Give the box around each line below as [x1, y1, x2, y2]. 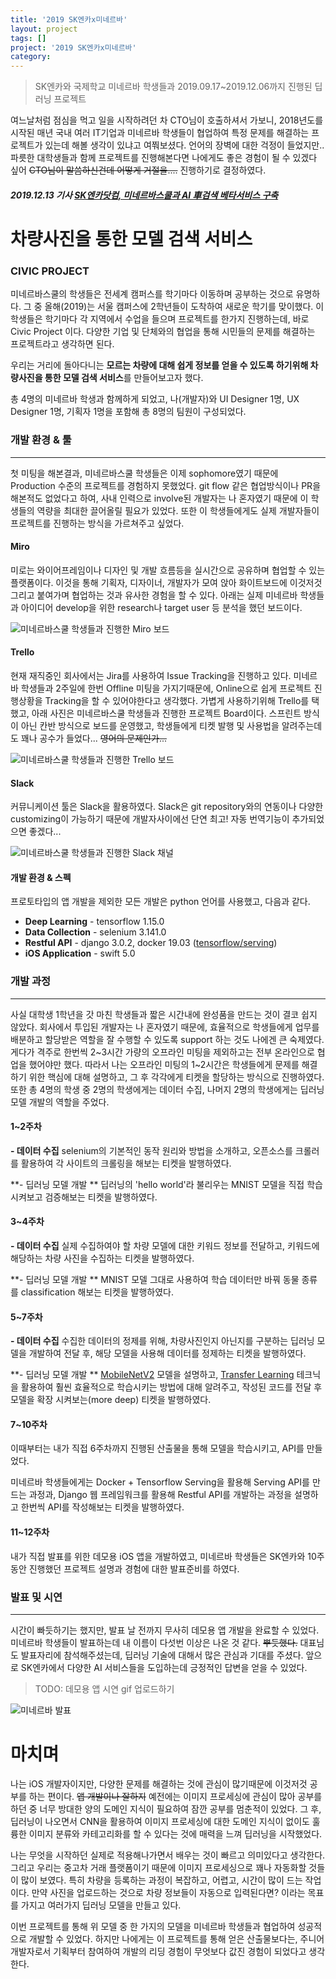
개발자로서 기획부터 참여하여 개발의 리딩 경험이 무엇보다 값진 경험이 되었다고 [10, 1945, 307, 1957]
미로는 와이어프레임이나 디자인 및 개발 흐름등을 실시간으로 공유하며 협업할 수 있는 [10, 564, 326, 576]
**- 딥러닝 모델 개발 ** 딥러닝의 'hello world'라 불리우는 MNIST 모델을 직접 [10, 1178, 305, 1190]
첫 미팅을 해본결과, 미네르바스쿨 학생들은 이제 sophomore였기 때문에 [10, 467, 279, 479]
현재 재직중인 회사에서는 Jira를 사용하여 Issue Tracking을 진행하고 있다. [10, 669, 292, 681]
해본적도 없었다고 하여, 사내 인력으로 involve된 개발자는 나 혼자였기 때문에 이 [10, 492, 309, 504]
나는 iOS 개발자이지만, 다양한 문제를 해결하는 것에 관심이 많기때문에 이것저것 [10, 1777, 308, 1790]
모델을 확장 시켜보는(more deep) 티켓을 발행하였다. [10, 1394, 212, 1406]
